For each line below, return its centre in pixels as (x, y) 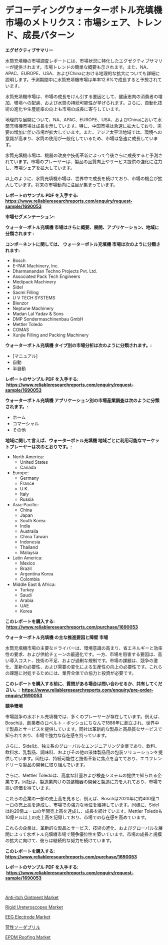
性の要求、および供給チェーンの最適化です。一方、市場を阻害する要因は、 (81, 654)
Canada (28, 467)
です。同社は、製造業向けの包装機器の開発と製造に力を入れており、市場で (86, 781)
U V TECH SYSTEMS (34, 297)
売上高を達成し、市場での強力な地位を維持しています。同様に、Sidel (89, 805)
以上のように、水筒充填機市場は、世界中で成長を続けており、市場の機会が (82, 178)
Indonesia (30, 542)
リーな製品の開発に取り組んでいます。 (48, 765)
